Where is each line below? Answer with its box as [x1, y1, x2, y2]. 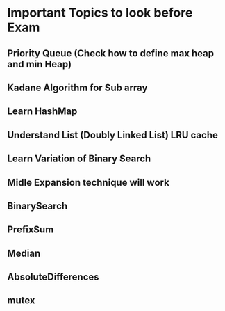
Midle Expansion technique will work [7, 176, 170, 189]
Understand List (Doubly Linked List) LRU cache [7, 129, 219, 141]
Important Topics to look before [7, 5, 193, 21]
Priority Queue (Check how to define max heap [7, 47, 215, 59]
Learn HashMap [7, 106, 78, 118]
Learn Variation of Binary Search [7, 153, 151, 165]
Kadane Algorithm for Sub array [7, 81, 148, 93]
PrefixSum [7, 224, 54, 236]
